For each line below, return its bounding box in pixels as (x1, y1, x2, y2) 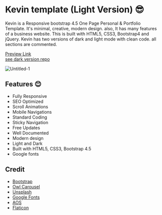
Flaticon (12, 205, 29, 211)
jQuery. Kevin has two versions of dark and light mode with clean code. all (5, 36, 157, 42)
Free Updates (12, 125, 41, 130)
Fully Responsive (12, 93, 47, 99)
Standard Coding (12, 114, 47, 120)
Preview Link (5, 51, 31, 57)
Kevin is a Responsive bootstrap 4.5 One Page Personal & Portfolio (5, 20, 141, 26)
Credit (5, 165, 25, 174)
